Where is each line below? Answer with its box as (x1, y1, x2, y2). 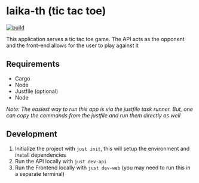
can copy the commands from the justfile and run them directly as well (6, 111, 181, 119)
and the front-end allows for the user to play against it (6, 42, 139, 49)
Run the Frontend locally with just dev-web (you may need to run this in (14, 164, 191, 171)
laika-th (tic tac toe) (6, 4, 106, 18)
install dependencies (14, 151, 66, 159)
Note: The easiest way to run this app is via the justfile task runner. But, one (6, 106, 193, 113)
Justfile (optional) (14, 88, 59, 95)
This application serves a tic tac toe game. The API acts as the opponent (6, 35, 185, 42)
